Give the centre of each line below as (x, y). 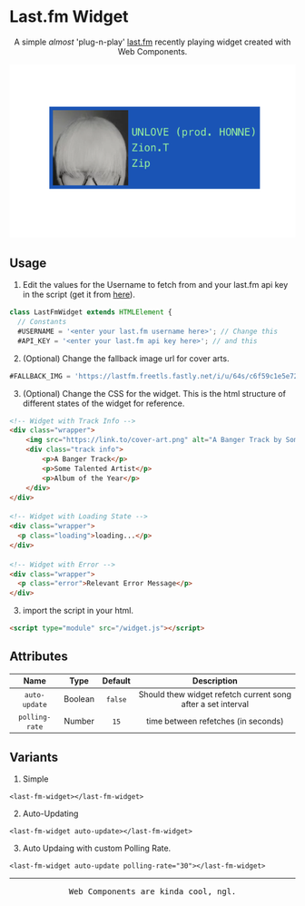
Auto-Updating (50, 813)
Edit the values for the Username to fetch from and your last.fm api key (155, 285)
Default (117, 681)
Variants (34, 757)
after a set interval (215, 704)
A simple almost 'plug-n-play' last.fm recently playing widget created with (152, 42)
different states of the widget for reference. (103, 403)
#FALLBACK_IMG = (40, 376)
